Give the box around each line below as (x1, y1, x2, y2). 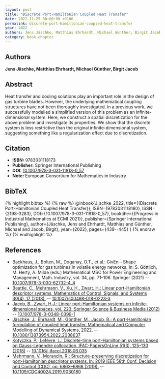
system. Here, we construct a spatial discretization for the (30, 114, 148, 120)
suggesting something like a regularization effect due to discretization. (5, 130, 148, 136)
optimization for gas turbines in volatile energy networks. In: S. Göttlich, (12, 264, 157, 270)
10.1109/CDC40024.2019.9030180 (12, 369, 81, 375)
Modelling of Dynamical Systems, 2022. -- (12, 327, 98, 333)
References (5, 246, 41, 254)
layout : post (5, 7, 32, 12)
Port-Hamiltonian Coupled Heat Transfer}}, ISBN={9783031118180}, (5, 205, 141, 212)
